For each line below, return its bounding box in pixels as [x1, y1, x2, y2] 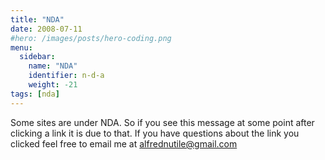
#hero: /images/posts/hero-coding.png [10, 33, 172, 43]
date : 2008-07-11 [10, 24, 83, 34]
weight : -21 [28, 80, 78, 90]
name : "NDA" [28, 61, 78, 71]
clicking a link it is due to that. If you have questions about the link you [10, 127, 300, 139]
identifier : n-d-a [28, 71, 105, 81]
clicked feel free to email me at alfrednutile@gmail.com [10, 137, 238, 150]
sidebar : [19, 52, 56, 62]
